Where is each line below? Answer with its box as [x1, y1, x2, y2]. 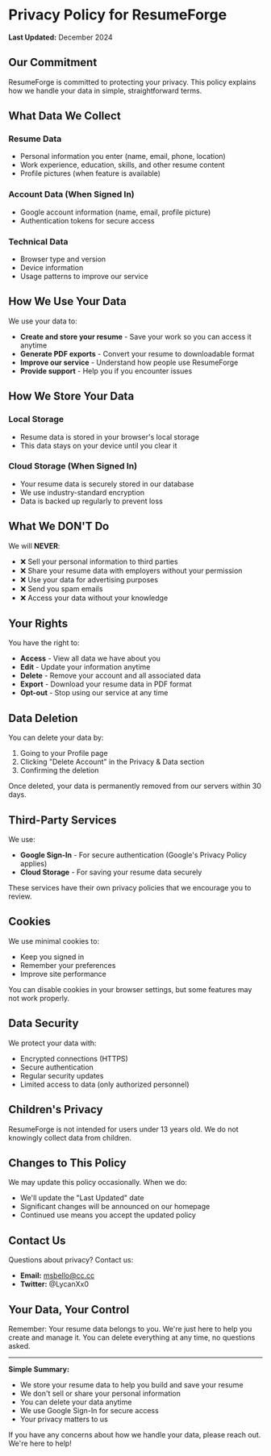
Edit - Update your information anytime [19, 662, 151, 672]
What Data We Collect [8, 109, 121, 123]
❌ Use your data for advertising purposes [19, 574, 159, 584]
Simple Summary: [8, 1364, 70, 1374]
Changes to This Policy [8, 1156, 127, 1170]
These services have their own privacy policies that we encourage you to [8, 883, 252, 893]
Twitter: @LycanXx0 [19, 1279, 89, 1289]
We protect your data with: [8, 1038, 97, 1048]
